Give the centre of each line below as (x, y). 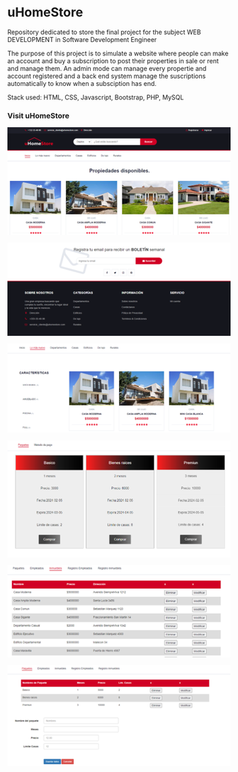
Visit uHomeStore (38, 116)
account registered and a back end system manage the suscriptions (107, 76)
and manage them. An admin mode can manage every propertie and (107, 68)
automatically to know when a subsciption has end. (82, 83)
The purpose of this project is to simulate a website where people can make (118, 53)
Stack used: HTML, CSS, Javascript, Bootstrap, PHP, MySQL (96, 97)
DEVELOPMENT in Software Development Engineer (82, 39)
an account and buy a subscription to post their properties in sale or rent (113, 60)
